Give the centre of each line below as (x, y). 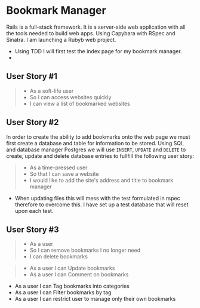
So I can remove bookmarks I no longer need (85, 250)
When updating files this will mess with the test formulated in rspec (97, 198)
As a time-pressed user (59, 167)
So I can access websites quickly (70, 97)
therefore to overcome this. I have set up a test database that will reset (102, 205)
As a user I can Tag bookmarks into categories (72, 286)
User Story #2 (33, 122)
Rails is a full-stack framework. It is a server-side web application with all (96, 27)
